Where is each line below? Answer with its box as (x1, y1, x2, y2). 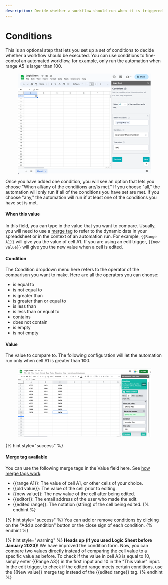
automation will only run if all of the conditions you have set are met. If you (5, 189, 160, 195)
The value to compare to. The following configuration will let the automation (5, 352, 162, 358)
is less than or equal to (12, 309, 60, 315)
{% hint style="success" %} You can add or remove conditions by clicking (5, 517, 159, 523)
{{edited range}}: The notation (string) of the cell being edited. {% (12, 501, 149, 507)
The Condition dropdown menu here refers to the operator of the (5, 267, 139, 273)
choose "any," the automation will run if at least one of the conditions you (5, 194, 157, 200)
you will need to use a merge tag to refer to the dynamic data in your (5, 228, 147, 234)
